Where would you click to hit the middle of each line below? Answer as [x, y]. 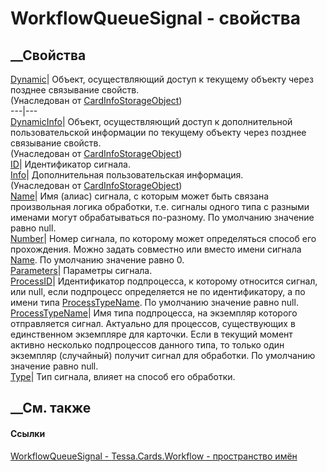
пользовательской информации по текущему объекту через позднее [158, 132]
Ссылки [28, 433]
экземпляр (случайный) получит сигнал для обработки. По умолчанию [163, 355]
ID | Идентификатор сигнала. [70, 164]
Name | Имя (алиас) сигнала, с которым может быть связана [140, 196]
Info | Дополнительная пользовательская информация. [127, 175]
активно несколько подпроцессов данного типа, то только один [147, 345]
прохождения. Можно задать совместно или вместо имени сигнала [156, 249]
